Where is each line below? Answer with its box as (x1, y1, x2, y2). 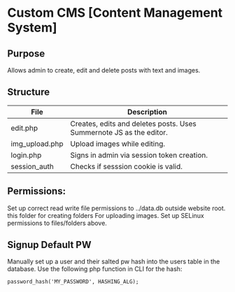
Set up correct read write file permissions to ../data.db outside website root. (7, 204, 226, 212)
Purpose (7, 48, 45, 59)
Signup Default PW (7, 239, 92, 251)
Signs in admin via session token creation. (70, 150, 208, 160)
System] (7, 20, 57, 36)
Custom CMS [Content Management (7, 5, 223, 21)
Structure (7, 86, 50, 98)
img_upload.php (10, 138, 64, 148)
